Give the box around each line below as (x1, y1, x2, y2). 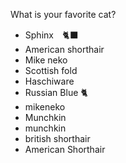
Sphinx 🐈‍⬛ (24, 29, 79, 41)
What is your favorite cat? (10, 9, 117, 20)
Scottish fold (24, 65, 78, 76)
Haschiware (24, 75, 75, 87)
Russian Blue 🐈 (24, 87, 88, 98)
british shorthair (24, 133, 91, 144)
